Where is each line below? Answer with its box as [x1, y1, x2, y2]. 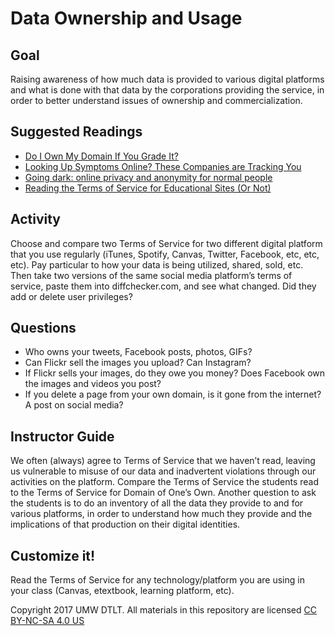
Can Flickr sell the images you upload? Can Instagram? [24, 357, 252, 369]
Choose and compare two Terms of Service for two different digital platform [10, 237, 323, 249]
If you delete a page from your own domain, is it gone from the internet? [24, 388, 322, 401]
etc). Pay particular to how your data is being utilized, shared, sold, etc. [10, 258, 304, 271]
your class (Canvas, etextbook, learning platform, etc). [10, 585, 235, 597]
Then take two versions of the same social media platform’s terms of [10, 269, 293, 281]
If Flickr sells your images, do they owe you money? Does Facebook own [24, 367, 326, 379]
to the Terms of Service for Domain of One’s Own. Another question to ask [10, 487, 317, 499]
